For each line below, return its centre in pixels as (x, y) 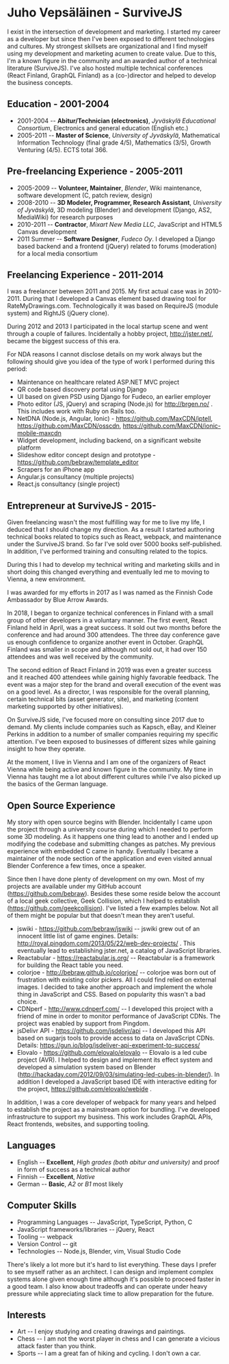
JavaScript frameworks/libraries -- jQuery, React (86, 1229)
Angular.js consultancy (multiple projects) (76, 477)
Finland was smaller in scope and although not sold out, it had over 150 (107, 650)
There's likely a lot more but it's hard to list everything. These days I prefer (112, 1264)
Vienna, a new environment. (46, 579)
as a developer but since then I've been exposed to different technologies (111, 38)
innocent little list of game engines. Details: (78, 936)
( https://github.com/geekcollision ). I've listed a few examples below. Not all (113, 908)
